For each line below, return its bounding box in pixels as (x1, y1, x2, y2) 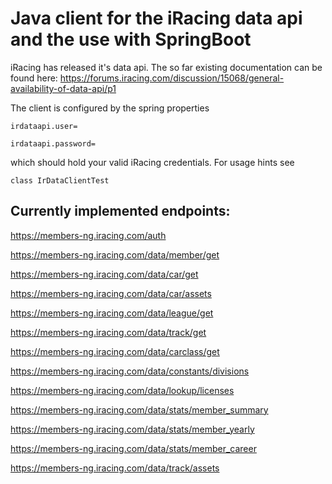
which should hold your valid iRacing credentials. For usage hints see (10, 156, 295, 168)
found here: (10, 72, 58, 84)
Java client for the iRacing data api (10, 7, 303, 30)
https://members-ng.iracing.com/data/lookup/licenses (10, 384, 235, 396)
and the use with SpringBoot (10, 28, 252, 51)
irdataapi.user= (10, 121, 78, 131)
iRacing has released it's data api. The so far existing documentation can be (10, 61, 323, 73)
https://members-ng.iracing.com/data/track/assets (10, 462, 220, 474)
